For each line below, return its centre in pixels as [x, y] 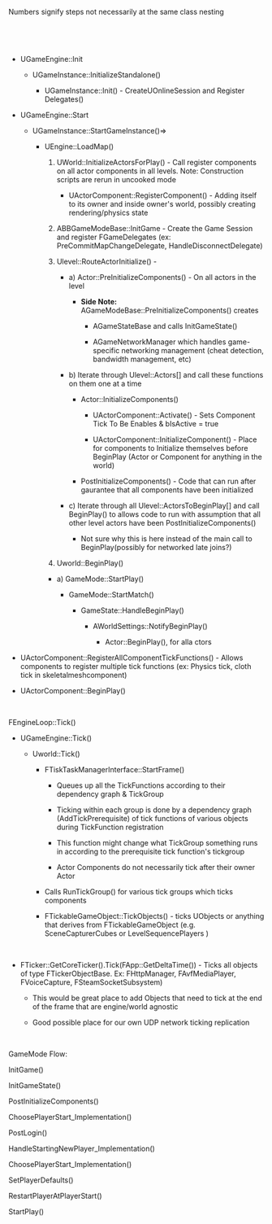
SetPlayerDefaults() [41, 1180]
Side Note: [99, 302]
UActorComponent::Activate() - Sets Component [174, 415]
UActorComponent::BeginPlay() [73, 691]
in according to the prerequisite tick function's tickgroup [151, 851]
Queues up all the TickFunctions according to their [141, 785]
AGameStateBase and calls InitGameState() [165, 326]
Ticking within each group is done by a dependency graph [154, 810]
